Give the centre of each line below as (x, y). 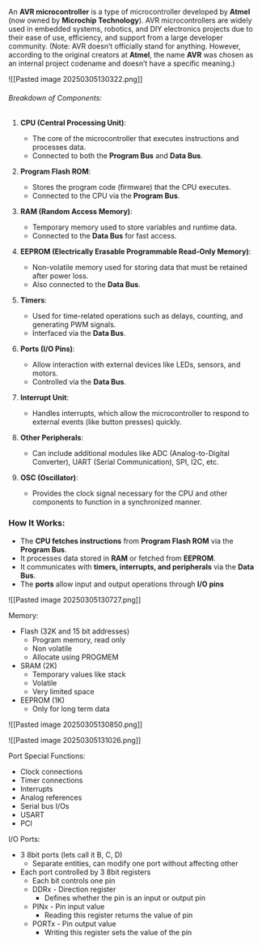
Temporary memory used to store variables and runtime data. (134, 227)
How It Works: (37, 523)
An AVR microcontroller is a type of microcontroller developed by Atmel (129, 12)
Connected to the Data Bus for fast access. (104, 236)
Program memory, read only (79, 639)
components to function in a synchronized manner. (117, 502)
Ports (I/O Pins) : (47, 349)
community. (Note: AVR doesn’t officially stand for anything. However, (125, 46)
